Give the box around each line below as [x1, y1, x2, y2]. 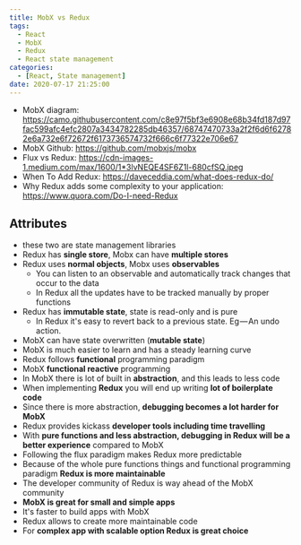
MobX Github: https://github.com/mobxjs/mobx [21, 143, 197, 153]
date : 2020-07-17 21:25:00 [9, 80, 110, 89]
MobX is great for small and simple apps [21, 497, 176, 507]
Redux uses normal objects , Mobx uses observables [21, 259, 219, 270]
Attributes [9, 216, 67, 231]
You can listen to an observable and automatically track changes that [35, 268, 291, 279]
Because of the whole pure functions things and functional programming [21, 459, 291, 470]
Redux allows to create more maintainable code [21, 516, 199, 527]
